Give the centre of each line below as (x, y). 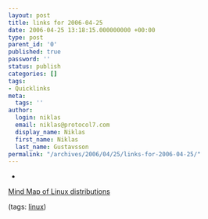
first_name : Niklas (47, 139)
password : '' (29, 60)
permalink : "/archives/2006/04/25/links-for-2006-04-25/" (104, 154)
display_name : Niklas (50, 132)
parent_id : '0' (33, 45)
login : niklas (38, 118)
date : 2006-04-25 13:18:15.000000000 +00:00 (82, 30)
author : (21, 111)
